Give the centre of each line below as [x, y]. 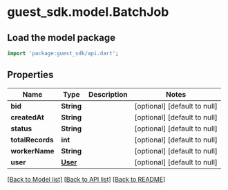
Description [108, 94]
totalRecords [32, 140]
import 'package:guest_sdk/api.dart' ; [63, 53]
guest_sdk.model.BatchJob [88, 12]
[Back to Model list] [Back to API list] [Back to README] [86, 179]
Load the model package [61, 38]
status [21, 129]
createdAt [28, 117]
